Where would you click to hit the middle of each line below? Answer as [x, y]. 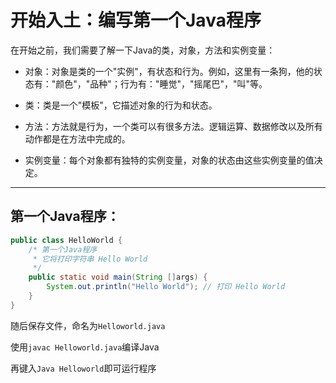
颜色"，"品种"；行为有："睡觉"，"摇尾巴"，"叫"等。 [161, 83]
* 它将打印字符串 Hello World [90, 259]
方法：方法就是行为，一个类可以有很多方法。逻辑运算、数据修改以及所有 [173, 126]
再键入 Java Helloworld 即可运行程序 [83, 368]
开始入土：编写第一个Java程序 [136, 20]
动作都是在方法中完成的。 [77, 138]
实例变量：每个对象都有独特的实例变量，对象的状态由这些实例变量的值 [169, 160]
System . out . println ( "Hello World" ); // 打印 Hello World [166, 287]
